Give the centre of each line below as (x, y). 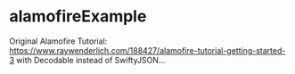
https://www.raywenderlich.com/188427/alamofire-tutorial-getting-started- (147, 50)
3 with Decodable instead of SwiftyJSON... (87, 60)
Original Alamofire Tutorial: (58, 41)
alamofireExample (78, 16)
